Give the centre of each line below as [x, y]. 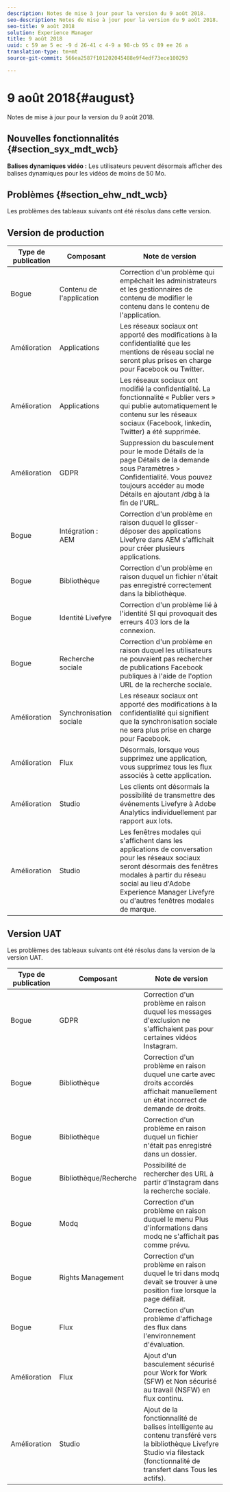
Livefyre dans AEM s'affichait [167, 540]
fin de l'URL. [139, 503]
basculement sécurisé [179, 1364]
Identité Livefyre [85, 618]
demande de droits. [175, 1109]
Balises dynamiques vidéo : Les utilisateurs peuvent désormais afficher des [115, 166]
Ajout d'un [160, 1355]
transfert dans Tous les [180, 1469]
